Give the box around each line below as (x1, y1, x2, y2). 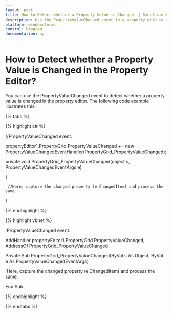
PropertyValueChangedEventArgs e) (5, 164, 82, 170)
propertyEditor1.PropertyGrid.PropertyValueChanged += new (5, 143, 135, 149)
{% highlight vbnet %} (5, 217, 52, 224)
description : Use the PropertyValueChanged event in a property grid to (5, 17, 164, 22)
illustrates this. (5, 103, 36, 109)
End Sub (5, 283, 24, 289)
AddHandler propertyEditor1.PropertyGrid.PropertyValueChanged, (5, 237, 145, 243)
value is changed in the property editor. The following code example (5, 98, 149, 104)
